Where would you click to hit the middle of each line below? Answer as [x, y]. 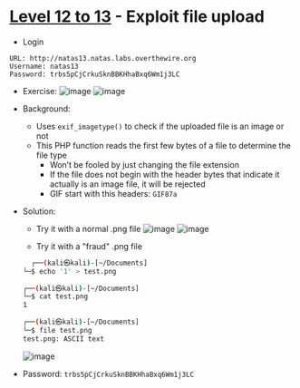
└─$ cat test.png [55, 296]
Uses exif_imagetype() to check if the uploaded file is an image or [160, 126]
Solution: [39, 211]
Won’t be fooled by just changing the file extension [145, 164]
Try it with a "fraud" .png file [89, 246]
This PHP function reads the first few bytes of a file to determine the [164, 145]
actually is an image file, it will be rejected [127, 184]
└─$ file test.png [57, 330]
